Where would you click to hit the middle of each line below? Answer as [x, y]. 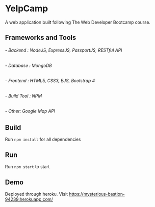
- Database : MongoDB [29, 65]
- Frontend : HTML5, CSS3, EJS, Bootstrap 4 [50, 81]
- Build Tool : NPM [24, 96]
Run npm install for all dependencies [43, 139]
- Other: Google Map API [30, 111]
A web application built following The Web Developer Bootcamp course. [78, 22]
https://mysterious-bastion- [97, 194]
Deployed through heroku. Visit [37, 194]
